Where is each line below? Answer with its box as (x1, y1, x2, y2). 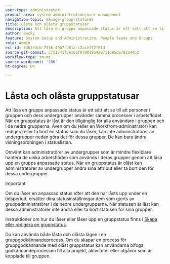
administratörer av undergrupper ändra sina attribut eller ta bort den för (5, 165, 154, 171)
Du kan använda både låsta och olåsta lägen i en (5, 232, 106, 238)
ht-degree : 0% (5, 64, 35, 69)
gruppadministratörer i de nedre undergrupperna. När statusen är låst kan (5, 201, 159, 207)
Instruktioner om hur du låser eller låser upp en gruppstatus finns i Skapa (5, 216, 158, 222)
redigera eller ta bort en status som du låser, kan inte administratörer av (5, 129, 154, 135)
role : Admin (5, 41, 30, 46)
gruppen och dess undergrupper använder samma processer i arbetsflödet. (5, 112, 163, 119)
